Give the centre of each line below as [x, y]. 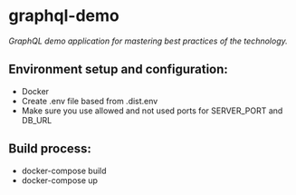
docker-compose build [64, 171]
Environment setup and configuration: [118, 69]
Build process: [50, 149]
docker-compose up [60, 180]
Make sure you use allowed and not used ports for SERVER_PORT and [152, 111]
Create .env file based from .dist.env [90, 101]
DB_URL [37, 120]
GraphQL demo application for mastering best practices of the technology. [148, 41]
